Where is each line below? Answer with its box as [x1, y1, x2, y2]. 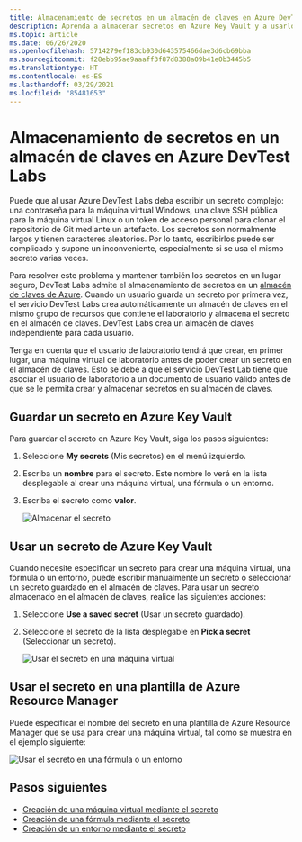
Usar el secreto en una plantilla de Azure [9, 679, 241, 694]
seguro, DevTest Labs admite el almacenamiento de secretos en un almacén [9, 280, 292, 291]
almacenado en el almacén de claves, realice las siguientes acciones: [9, 592, 267, 602]
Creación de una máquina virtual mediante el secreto [22, 803, 218, 815]
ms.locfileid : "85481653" [9, 88, 106, 97]
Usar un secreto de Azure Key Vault [9, 539, 213, 554]
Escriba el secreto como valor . [22, 495, 137, 506]
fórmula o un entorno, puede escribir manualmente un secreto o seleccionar [9, 573, 292, 584]
